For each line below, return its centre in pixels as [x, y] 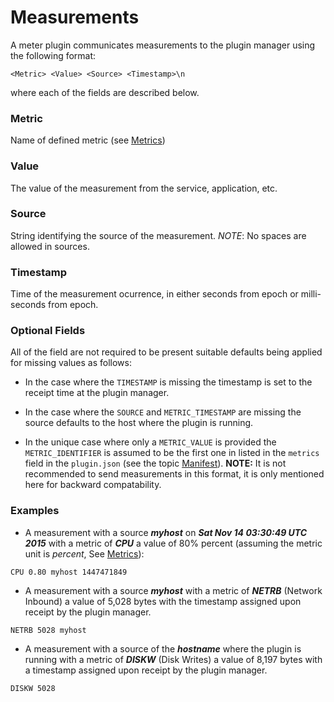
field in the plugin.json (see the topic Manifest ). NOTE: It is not [155, 463]
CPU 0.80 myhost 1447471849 [69, 572]
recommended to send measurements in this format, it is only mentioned [174, 474]
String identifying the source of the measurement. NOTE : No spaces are [158, 235]
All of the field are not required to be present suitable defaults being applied [166, 352]
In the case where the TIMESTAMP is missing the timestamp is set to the [168, 382]
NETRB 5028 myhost [48, 630]
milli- [311, 294]
